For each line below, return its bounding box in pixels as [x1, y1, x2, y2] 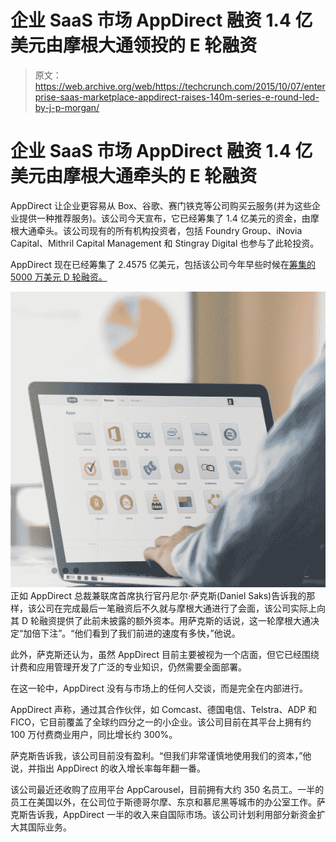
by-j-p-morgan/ [34, 101, 100, 113]
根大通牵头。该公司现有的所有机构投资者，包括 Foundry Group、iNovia [10, 224, 303, 236]
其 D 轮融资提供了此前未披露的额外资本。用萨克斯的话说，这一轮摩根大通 [10, 615, 311, 627]
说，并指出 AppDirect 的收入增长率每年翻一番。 [10, 762, 206, 775]
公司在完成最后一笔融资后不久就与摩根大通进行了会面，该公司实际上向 [36, 602, 326, 615]
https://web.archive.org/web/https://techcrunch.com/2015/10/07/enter [34, 80, 326, 92]
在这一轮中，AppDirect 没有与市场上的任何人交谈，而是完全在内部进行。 [10, 682, 309, 695]
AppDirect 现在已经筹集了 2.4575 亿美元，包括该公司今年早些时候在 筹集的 [10, 258, 316, 270]
